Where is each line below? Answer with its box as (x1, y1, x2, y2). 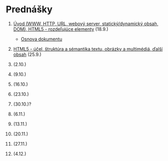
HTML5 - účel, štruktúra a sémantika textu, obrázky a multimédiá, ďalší (13, 46, 163, 52)
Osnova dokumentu (20, 36, 63, 42)
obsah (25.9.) (13, 51, 42, 57)
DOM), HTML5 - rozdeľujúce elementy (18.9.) (13, 26, 109, 32)
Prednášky (6, 4, 53, 15)
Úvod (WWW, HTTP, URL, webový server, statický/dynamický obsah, (13, 21, 159, 27)
